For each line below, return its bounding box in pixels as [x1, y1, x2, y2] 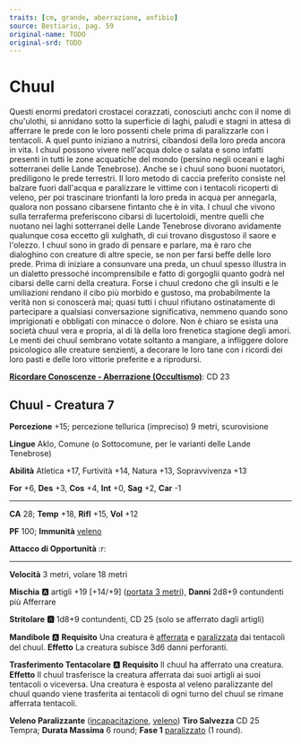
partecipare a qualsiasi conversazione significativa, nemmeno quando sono [9, 307, 288, 317]
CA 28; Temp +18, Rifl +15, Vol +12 [9, 508, 139, 519]
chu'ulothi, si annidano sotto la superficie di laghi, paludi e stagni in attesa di [9, 116, 291, 126]
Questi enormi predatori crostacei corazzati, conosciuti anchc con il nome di [9, 107, 291, 117]
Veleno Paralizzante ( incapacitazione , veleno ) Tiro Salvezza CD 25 [9, 715, 260, 726]
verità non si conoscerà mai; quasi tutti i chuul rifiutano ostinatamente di [9, 297, 276, 307]
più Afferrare [9, 597, 56, 607]
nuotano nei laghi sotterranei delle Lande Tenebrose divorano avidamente [9, 221, 282, 231]
